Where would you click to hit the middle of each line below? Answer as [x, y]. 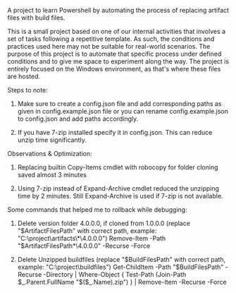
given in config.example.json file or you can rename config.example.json [123, 111]
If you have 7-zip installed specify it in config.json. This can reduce [115, 132]
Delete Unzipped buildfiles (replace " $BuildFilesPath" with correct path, [122, 259]
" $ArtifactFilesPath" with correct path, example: [87, 231]
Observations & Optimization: [50, 154]
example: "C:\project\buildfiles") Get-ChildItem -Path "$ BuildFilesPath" [120, 267]
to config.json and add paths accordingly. [78, 119]
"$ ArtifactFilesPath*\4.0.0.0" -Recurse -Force [84, 246]
